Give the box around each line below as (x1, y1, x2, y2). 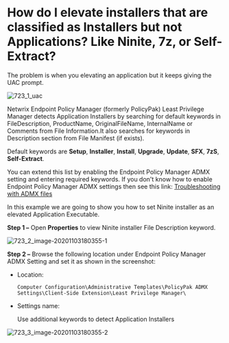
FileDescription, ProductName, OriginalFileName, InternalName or (7, 119, 193, 127)
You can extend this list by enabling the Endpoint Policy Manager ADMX (7, 168, 210, 176)
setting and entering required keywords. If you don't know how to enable (7, 175, 213, 183)
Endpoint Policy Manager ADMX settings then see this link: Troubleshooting (7, 182, 221, 190)
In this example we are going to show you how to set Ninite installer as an (7, 203, 215, 211)
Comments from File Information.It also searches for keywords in (7, 127, 191, 135)
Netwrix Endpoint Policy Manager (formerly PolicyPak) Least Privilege (7, 105, 204, 113)
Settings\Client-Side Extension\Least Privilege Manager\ (16, 290, 186, 296)
